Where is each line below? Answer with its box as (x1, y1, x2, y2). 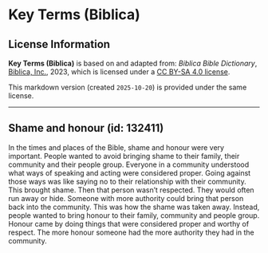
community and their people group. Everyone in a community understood (8, 160, 250, 169)
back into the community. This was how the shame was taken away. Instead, (8, 202, 260, 211)
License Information (8, 38, 110, 51)
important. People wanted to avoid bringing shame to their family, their (8, 151, 240, 160)
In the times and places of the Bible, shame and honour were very (8, 142, 225, 152)
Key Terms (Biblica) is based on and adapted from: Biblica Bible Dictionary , (8, 58, 258, 68)
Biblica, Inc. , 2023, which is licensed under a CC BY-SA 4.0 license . (8, 67, 231, 77)
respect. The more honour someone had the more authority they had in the (8, 227, 254, 237)
